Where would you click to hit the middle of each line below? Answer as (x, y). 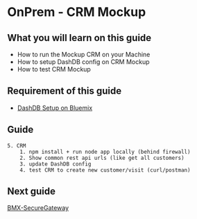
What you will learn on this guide (79, 38)
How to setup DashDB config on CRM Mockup (84, 62)
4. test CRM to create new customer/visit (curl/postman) (105, 170)
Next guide (32, 192)
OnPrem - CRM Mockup (77, 12)
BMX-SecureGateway (38, 208)
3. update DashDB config (55, 164)
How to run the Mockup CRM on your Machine (84, 54)
